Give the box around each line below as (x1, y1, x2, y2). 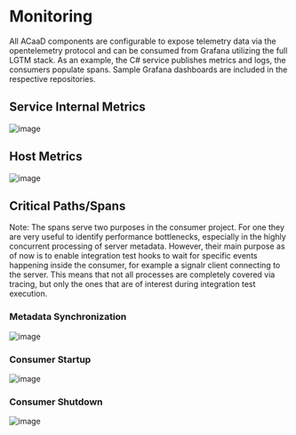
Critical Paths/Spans (9, 198, 126, 213)
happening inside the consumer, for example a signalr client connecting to (9, 260, 281, 271)
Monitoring (9, 6, 93, 27)
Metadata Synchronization (9, 310, 127, 323)
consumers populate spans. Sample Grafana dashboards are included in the (9, 64, 288, 75)
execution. (9, 288, 48, 300)
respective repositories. (9, 73, 96, 84)
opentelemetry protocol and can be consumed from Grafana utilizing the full (9, 45, 288, 55)
